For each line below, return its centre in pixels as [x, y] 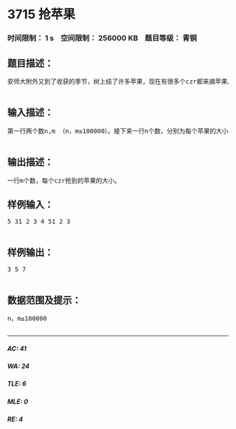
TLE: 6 [17, 384]
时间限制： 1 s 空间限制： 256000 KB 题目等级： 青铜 [102, 38]
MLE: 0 [18, 402]
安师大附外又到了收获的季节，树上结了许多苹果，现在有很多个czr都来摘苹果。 [120, 81]
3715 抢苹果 [41, 14]
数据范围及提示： [44, 300]
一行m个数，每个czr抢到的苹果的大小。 [64, 180]
